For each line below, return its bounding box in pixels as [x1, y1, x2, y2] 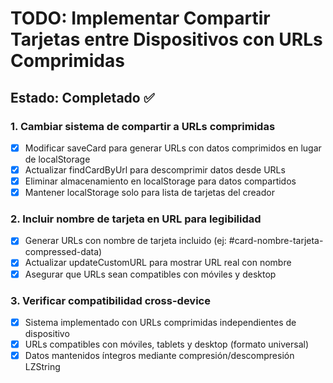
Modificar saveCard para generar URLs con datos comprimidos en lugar [24, 142, 322, 154]
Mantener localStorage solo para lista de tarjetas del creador [24, 187, 275, 199]
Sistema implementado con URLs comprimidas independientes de [24, 316, 297, 328]
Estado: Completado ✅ [10, 89, 155, 106]
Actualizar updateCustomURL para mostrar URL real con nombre [24, 257, 292, 269]
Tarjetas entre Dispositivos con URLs [10, 28, 323, 51]
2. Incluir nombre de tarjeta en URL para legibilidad [10, 212, 262, 226]
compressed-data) [24, 246, 103, 258]
